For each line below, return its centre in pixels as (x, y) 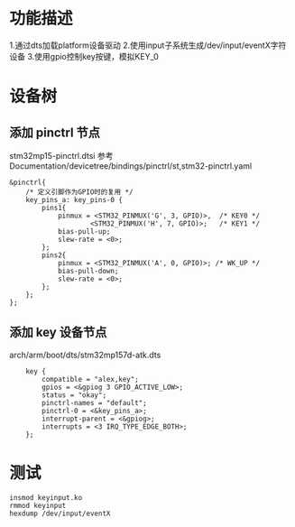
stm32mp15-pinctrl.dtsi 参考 (61, 155)
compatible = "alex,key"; (91, 379)
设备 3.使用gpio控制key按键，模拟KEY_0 (84, 56)
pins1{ (54, 208)
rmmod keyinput (38, 505)
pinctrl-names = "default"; (94, 402)
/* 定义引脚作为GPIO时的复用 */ (79, 192)
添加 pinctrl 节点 (55, 132)
